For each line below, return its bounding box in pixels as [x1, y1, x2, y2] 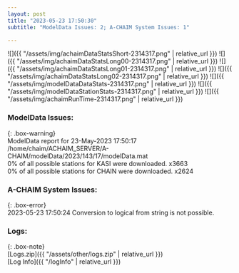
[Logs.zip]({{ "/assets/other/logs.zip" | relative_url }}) [7, 250, 163, 259]
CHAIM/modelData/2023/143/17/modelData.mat [7, 151, 148, 160]
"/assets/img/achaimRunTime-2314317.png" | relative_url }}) [7, 95, 183, 103]
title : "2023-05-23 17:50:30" [7, 17, 98, 24]
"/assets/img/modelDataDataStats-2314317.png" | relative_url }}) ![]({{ [7, 80, 213, 88]
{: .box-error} [7, 200, 46, 209]
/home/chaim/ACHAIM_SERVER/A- [7, 144, 109, 153]
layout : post [7, 10, 46, 18]
